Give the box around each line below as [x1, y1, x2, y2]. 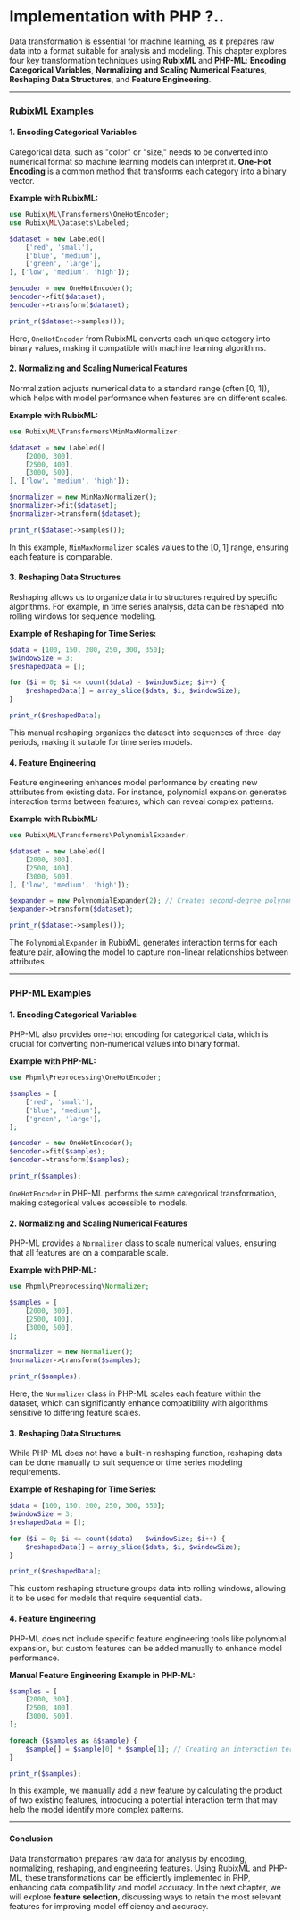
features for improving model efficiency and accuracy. [9, 1900, 209, 1911]
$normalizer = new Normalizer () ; [9, 1348, 134, 1357]
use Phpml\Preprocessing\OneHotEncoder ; [9, 1073, 162, 1083]
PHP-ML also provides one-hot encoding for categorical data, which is [9, 1029, 269, 1040]
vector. [9, 176, 36, 186]
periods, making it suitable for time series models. [9, 736, 194, 747]
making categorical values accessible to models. [9, 1197, 188, 1208]
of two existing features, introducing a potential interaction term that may [9, 1795, 279, 1805]
